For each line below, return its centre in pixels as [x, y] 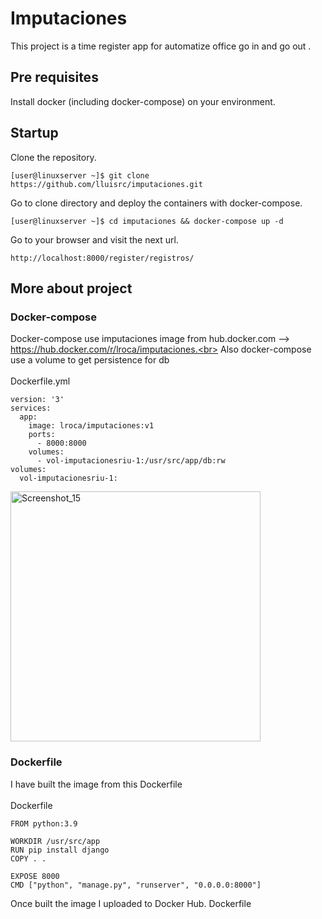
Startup [34, 133]
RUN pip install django [60, 850]
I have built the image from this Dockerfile [96, 784]
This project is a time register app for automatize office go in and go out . [161, 46]
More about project [71, 288]
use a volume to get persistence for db [90, 360]
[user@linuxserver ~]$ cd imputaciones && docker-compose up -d [147, 221]
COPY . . [28, 858]
